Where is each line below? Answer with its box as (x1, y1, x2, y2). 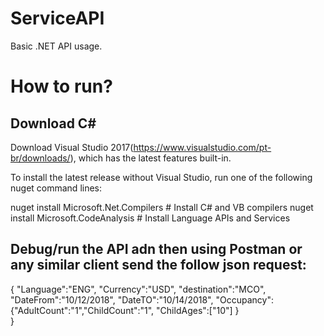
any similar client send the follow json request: (10, 257, 307, 274)
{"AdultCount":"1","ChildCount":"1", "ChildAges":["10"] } (10, 304, 240, 316)
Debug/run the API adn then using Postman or (10, 241, 303, 258)
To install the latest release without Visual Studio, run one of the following (10, 171, 313, 183)
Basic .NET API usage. (10, 40, 103, 52)
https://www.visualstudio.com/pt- (133, 141, 272, 153)
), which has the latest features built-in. (69, 152, 232, 164)
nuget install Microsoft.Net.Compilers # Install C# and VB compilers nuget (10, 201, 314, 213)
